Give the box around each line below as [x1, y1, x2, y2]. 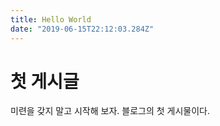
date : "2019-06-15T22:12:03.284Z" [10, 24, 155, 34]
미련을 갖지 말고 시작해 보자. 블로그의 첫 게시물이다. [10, 105, 210, 117]
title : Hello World [10, 14, 92, 25]
